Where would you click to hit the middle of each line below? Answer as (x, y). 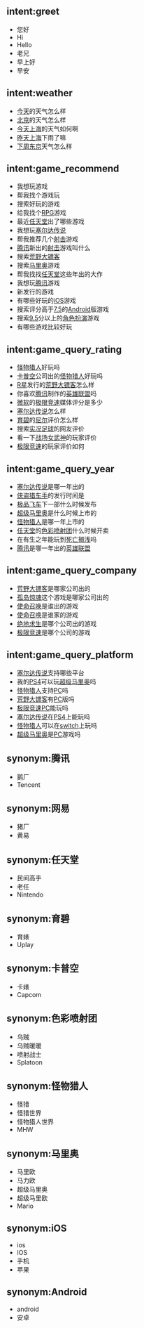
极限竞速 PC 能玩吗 (42, 708)
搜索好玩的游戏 (38, 204)
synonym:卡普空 (43, 969)
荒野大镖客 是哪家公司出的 (53, 588)
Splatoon (30, 1062)
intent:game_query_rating (64, 350)
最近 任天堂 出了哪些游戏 (50, 221)
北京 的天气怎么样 (41, 119)
